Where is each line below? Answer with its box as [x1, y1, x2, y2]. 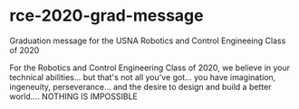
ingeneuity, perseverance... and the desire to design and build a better [9, 81, 272, 92]
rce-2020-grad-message [9, 5, 204, 26]
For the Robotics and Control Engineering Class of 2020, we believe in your [9, 62, 291, 73]
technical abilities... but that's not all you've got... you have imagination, [9, 71, 276, 82]
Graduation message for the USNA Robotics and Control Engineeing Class [9, 35, 286, 46]
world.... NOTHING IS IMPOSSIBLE [9, 91, 139, 102]
